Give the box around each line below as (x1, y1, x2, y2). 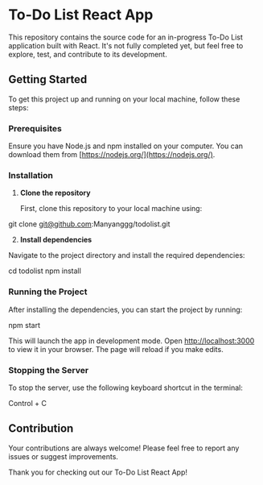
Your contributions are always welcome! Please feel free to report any (8, 443, 240, 453)
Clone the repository (19, 188, 91, 198)
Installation (8, 169, 54, 180)
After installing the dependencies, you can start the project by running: (8, 305, 243, 314)
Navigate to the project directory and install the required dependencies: (8, 251, 245, 260)
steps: (8, 102, 29, 112)
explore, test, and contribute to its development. (8, 49, 167, 59)
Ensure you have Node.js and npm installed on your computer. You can (8, 141, 244, 151)
